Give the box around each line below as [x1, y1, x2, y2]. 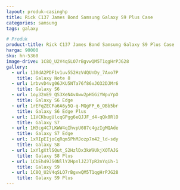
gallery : [6, 64, 28, 70]
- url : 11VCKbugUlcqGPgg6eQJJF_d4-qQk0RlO [11, 114, 119, 120]
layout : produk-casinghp [6, 8, 68, 15]
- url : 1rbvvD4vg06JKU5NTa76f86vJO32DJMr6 [11, 81, 119, 87]
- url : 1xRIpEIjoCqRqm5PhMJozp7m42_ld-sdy [11, 136, 119, 142]
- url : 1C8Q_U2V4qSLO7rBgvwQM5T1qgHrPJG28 [11, 170, 119, 176]
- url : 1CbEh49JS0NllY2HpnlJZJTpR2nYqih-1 [11, 158, 119, 164]
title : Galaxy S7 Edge [17, 131, 73, 137]
